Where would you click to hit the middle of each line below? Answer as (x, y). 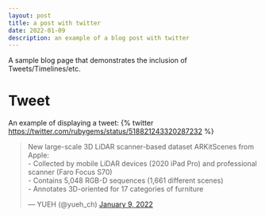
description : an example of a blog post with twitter (99, 38)
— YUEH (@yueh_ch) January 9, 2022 (90, 204)
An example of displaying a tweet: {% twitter (81, 123)
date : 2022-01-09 (37, 30)
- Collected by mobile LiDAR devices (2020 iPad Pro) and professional (142, 164)
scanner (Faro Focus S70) (70, 172)
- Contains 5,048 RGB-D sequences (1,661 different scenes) (125, 180)
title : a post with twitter (55, 23)
